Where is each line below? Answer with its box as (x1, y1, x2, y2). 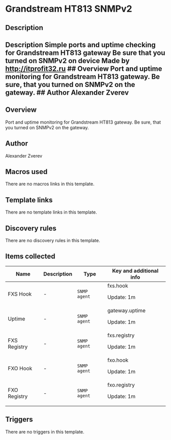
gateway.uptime (107, 307, 146, 314)
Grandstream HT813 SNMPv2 (5, 3, 132, 15)
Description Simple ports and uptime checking (5, 40, 156, 49)
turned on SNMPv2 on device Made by (5, 56, 130, 65)
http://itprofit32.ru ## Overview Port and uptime (5, 64, 162, 73)
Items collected (5, 252, 55, 261)
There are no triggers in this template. (5, 428, 85, 435)
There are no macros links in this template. (5, 181, 95, 187)
